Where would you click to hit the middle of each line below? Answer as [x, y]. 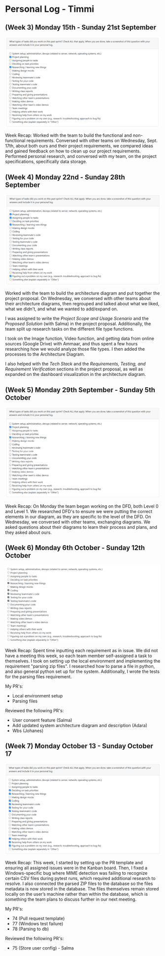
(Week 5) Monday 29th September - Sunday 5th [80, 390]
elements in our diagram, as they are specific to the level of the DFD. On [78, 517]
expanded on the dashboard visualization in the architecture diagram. [76, 374]
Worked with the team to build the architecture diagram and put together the [82, 293]
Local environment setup [37, 696]
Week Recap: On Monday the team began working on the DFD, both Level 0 [82, 506]
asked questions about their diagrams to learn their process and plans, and [81, 527]
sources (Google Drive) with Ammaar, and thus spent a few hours [71, 344]
